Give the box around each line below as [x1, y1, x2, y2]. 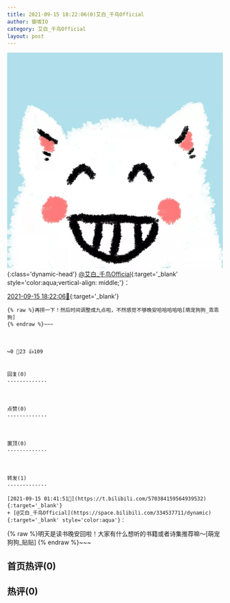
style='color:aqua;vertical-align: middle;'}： [7, 279, 130, 287]
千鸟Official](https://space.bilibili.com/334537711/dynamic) [32, 510, 212, 517]
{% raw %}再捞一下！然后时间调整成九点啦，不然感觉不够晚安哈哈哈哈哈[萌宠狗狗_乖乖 [7, 307, 219, 314]
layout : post [7, 33, 44, 40]
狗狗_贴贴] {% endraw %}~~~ [7, 538, 92, 547]
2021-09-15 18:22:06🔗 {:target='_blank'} [7, 292, 120, 300]
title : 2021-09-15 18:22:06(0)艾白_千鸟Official [7, 11, 144, 18]
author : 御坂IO [7, 18, 49, 25]
